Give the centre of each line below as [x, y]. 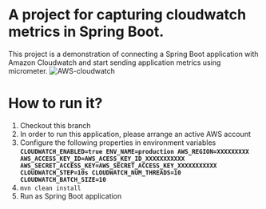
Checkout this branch [55, 125]
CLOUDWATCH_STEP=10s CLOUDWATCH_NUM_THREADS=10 [100, 173]
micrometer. [28, 70]
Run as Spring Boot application [71, 196]
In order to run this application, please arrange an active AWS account [135, 134]
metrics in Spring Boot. [86, 32]
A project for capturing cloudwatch [127, 15]
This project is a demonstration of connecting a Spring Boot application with [133, 54]
